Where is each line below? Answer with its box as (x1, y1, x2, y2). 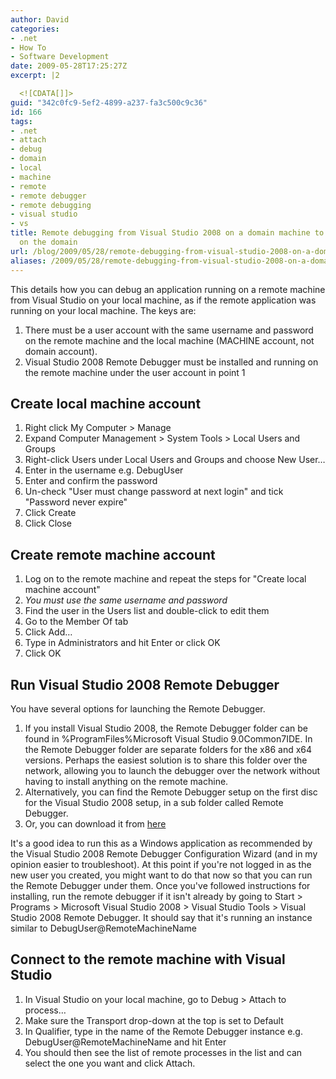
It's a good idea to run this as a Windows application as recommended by (10, 837, 313, 849)
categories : (10, 24, 60, 34)
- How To (10, 42, 47, 53)
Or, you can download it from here (24, 817, 167, 830)
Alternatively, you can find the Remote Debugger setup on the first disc (24, 786, 318, 798)
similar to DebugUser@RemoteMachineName (10, 922, 197, 934)
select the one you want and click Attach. (24, 1057, 196, 1069)
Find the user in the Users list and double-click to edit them (24, 605, 270, 617)
